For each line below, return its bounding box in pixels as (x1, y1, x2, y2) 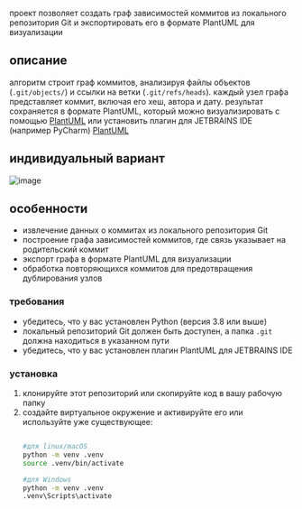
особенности (9, 201, 88, 217)
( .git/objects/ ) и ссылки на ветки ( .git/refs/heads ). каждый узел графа (9, 86, 288, 97)
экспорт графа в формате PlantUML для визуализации (22, 254, 232, 264)
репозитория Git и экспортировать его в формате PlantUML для (9, 17, 255, 28)
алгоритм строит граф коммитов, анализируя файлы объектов (9, 77, 251, 88)
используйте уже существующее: (22, 417, 153, 428)
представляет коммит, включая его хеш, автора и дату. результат (9, 96, 264, 106)
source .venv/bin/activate (22, 458, 124, 467)
